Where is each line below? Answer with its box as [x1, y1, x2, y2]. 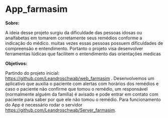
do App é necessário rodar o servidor [5, 102, 83, 108]
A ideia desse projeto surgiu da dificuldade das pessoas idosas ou [5, 29, 142, 35]
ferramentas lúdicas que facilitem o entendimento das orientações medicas [5, 51, 161, 57]
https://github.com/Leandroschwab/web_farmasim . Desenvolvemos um [5, 75, 154, 81]
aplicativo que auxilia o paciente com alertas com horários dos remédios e [5, 81, 159, 87]
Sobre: [5, 20, 20, 26]
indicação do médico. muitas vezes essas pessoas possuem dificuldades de [5, 40, 163, 46]
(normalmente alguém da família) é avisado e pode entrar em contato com [5, 91, 159, 97]
